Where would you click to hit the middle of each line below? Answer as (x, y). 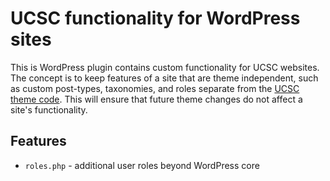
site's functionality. (49, 109)
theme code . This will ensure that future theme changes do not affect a (156, 99)
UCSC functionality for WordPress (155, 18)
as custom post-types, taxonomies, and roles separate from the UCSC (155, 88)
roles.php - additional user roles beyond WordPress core (142, 165)
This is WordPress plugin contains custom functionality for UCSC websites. (165, 67)
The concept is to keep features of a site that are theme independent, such (164, 78)
